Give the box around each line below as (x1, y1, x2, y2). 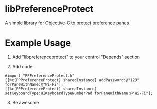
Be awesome (12, 99, 39, 105)
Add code (12, 63, 33, 69)
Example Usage (5, 37, 71, 49)
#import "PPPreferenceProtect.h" (5, 73, 75, 78)
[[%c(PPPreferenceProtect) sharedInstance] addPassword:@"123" (5, 77, 140, 83)
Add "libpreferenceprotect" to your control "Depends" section (12, 54, 140, 60)
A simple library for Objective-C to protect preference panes (5, 20, 129, 26)
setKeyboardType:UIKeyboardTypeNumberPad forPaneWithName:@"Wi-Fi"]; (5, 91, 153, 96)
